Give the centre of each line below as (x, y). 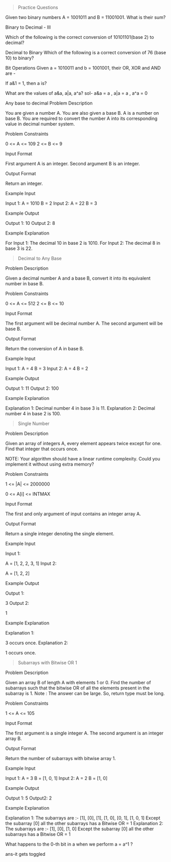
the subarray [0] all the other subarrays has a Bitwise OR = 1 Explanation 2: (84, 823)
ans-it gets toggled (25, 854)
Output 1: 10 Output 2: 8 (30, 223)
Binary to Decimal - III (28, 27)
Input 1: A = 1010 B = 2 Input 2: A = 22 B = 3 (51, 203)
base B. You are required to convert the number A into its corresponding (81, 118)
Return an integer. (24, 183)
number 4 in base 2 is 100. (33, 414)
